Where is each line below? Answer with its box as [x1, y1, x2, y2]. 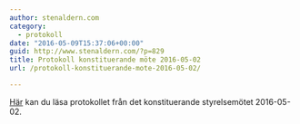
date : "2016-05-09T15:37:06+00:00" [9, 38, 145, 48]
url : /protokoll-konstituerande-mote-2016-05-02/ [9, 64, 202, 73]
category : [9, 22, 47, 31]
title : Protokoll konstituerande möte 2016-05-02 [9, 55, 202, 64]
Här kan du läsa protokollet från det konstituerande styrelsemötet [9, 96, 254, 107]
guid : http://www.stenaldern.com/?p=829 [9, 47, 165, 56]
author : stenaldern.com [9, 13, 100, 23]
